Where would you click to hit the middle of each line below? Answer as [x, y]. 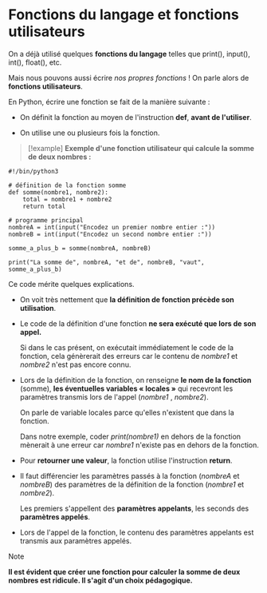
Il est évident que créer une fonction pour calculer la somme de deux [124, 571]
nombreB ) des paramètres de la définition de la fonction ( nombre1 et [132, 484]
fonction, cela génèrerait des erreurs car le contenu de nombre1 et [129, 356]
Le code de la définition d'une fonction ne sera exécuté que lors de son [138, 323]
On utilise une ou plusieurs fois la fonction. [90, 133]
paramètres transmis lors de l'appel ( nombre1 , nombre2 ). [114, 396]
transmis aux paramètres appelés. [76, 540]
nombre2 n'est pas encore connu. [75, 364]
